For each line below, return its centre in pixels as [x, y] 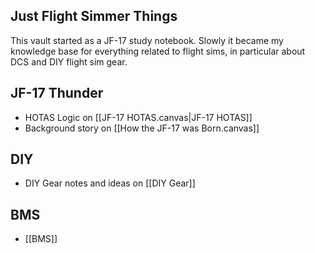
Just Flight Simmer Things [94, 16]
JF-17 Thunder [57, 93]
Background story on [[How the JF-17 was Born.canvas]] [142, 128]
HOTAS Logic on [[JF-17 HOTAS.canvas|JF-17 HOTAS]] [138, 117]
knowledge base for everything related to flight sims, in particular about [158, 51]
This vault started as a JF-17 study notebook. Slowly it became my [147, 40]
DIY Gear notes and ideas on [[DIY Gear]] [110, 183]
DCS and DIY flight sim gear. [69, 61]
